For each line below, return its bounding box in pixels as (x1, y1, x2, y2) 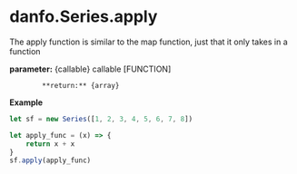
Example (9, 97, 44, 108)
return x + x (25, 139, 75, 149)
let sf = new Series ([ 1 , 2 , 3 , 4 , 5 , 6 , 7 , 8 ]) (9, 114, 193, 123)
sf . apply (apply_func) (9, 156, 92, 165)
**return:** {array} (42, 81, 120, 90)
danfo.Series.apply (9, 6, 158, 27)
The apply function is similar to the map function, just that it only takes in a (9, 36, 288, 47)
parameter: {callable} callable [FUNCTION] (9, 63, 172, 74)
